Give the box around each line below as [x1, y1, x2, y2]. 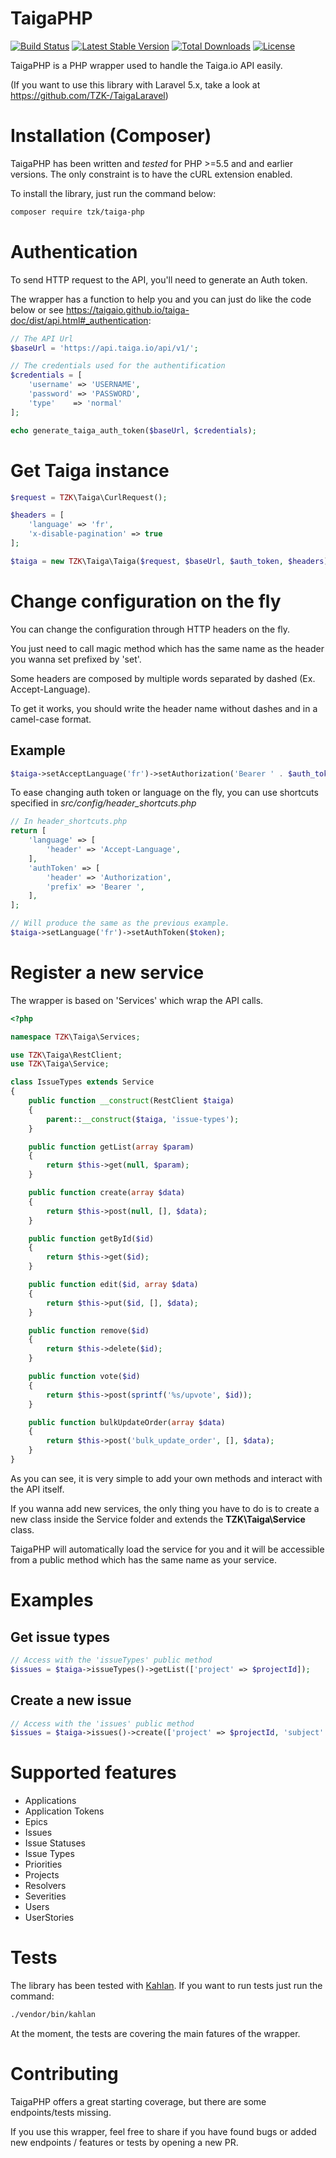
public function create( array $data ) [28, 1188, 186, 1198]
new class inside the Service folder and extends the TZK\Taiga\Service [10, 1513, 306, 1525]
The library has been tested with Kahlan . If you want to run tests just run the [10, 1980, 323, 1992]
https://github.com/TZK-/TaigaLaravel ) [10, 89, 169, 101]
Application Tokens [24, 1805, 105, 1817]
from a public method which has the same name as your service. [10, 1553, 277, 1566]
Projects [24, 1869, 60, 1881]
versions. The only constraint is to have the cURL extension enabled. [10, 168, 293, 180]
